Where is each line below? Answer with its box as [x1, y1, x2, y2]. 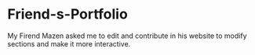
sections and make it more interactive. [7, 39, 131, 48]
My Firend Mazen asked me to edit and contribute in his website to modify [7, 31, 248, 40]
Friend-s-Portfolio [7, 5, 129, 23]
